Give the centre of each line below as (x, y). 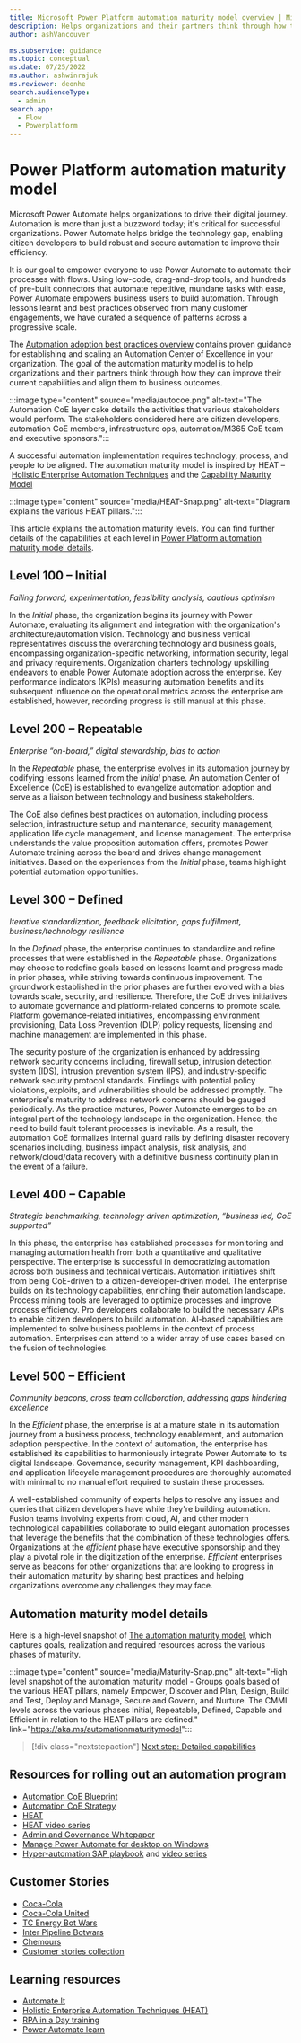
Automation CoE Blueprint (70, 1796)
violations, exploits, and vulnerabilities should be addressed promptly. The (146, 1090)
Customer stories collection (73, 1951)
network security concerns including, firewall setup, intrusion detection (141, 1061)
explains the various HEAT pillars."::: (76, 511)
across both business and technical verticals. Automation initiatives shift (142, 1271)
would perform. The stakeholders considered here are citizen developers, (145, 420)
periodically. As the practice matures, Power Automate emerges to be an (143, 1109)
